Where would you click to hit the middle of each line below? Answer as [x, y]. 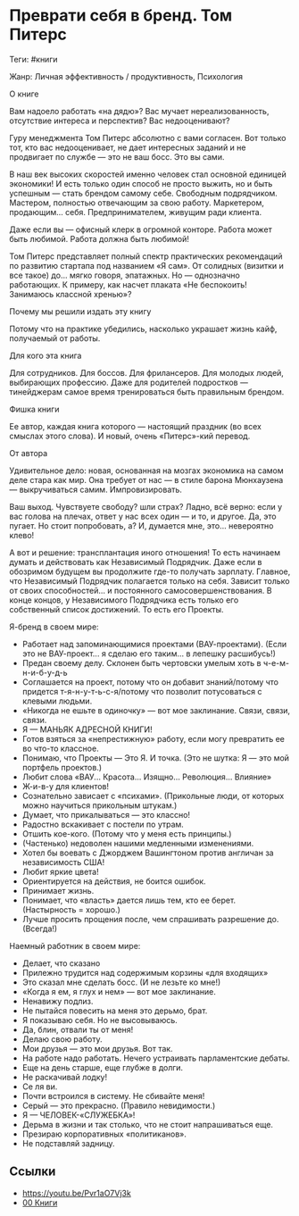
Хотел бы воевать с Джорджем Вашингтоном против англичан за [148, 853]
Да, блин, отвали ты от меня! [78, 1029]
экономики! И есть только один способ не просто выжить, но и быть [141, 183]
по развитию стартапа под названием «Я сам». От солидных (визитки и [146, 265]
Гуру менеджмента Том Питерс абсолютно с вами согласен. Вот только [148, 137]
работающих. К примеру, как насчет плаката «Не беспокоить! [128, 284]
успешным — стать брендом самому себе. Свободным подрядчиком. [144, 193]
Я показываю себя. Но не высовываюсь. [100, 1020]
